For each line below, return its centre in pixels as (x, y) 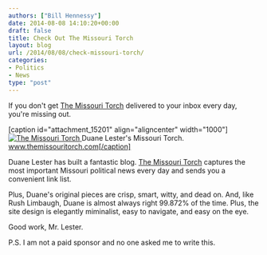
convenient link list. (40, 179)
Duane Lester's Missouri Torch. (133, 137)
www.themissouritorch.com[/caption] (70, 146)
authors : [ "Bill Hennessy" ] (55, 16)
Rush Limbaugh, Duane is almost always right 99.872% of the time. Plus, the (133, 203)
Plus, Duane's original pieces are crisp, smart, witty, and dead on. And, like (131, 194)
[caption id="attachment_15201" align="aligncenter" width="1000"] (118, 129)
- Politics (26, 68)
